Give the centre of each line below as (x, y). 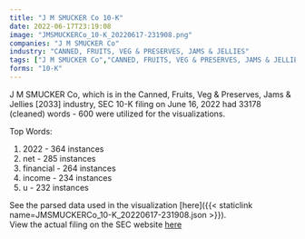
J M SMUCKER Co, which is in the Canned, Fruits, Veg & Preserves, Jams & (151, 94)
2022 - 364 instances (63, 149)
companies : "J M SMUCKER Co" (64, 43)
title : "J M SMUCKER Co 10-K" (67, 18)
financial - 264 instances (69, 168)
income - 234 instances (67, 177)
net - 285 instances (59, 158)
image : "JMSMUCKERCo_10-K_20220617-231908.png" (101, 35)
